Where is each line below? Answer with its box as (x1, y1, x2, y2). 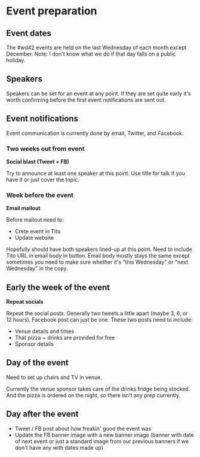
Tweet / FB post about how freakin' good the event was (14, 425, 152, 432)
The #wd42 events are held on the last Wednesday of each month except (6, 44, 187, 51)
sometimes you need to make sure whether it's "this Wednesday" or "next (6, 259, 189, 266)
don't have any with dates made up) (14, 444, 103, 451)
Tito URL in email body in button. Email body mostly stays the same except (6, 252, 190, 259)
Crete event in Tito (14, 228, 61, 235)
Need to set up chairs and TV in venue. (6, 373, 103, 381)
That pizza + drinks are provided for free (14, 334, 115, 341)
